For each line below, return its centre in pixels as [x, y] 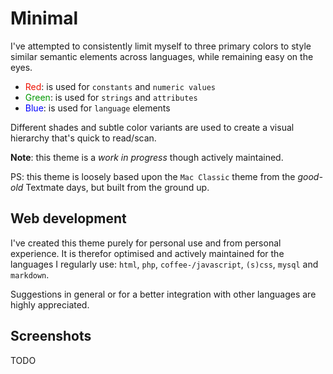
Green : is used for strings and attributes [111, 97]
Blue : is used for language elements [97, 108]
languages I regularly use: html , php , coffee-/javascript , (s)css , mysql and [164, 264]
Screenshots [51, 336]
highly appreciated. [50, 304]
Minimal [44, 18]
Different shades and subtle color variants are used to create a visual [152, 127]
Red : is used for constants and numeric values [120, 86]
